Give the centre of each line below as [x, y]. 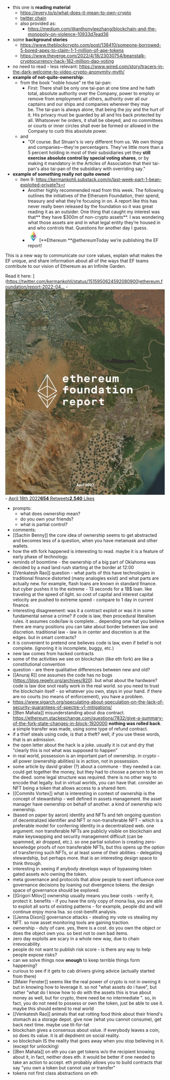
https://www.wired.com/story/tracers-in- [122, 66]
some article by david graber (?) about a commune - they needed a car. [87, 767]
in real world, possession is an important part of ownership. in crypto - [86, 756]
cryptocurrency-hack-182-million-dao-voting [67, 61]
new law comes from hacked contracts [53, 654]
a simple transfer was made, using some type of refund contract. [80, 729]
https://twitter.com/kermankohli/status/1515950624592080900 [73, 281]
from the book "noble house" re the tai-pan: [66, 83]
